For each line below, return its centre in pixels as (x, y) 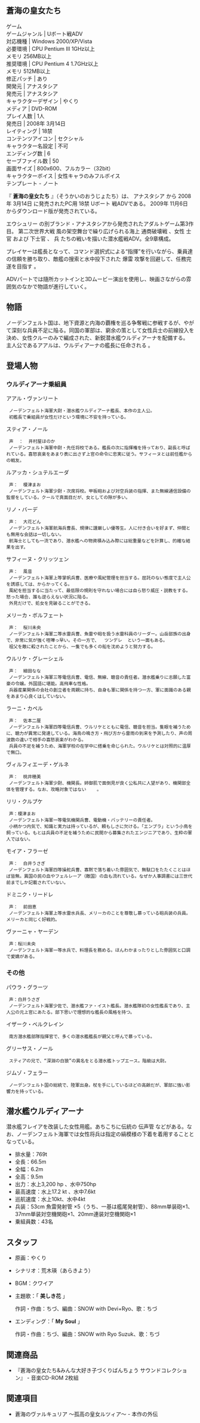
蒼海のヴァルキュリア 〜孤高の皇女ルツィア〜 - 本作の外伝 (86, 1414)
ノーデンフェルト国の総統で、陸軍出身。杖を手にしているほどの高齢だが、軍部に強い (97, 1085)
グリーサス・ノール (30, 1048)
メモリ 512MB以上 (28, 71)
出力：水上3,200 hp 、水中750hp (56, 1184)
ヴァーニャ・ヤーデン (32, 931)
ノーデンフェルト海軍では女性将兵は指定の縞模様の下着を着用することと (105, 1134)
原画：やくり (30, 1258)
